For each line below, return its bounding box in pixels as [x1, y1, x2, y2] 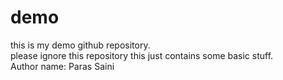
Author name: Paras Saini [10, 60, 115, 72]
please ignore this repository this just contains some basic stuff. [10, 49, 274, 61]
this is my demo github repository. [10, 39, 151, 51]
